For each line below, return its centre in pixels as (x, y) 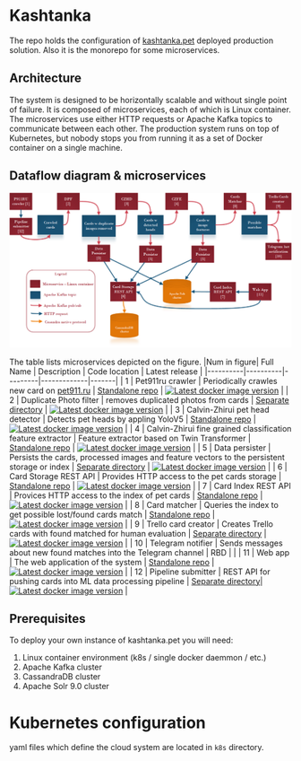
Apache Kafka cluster (62, 667)
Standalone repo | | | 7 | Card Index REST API (150, 485)
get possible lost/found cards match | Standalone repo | (112, 514)
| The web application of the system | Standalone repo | (112, 562)
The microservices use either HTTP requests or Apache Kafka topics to (141, 118)
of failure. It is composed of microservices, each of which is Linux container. (150, 109)
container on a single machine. (66, 147)
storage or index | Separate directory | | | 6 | (149, 467)
